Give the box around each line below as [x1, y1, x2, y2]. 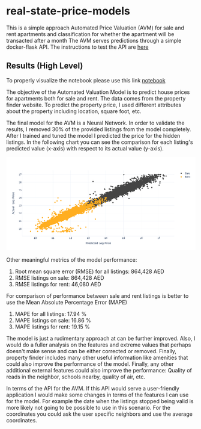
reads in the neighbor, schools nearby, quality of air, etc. [6, 373, 146, 380]
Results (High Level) [6, 61, 83, 71]
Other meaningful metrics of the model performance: [6, 256, 137, 263]
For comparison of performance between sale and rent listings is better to [6, 292, 189, 299]
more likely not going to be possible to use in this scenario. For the [6, 404, 171, 411]
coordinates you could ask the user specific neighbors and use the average [6, 410, 193, 418]
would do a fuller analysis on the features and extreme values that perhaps [6, 341, 191, 348]
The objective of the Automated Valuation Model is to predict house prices [6, 88, 190, 96]
